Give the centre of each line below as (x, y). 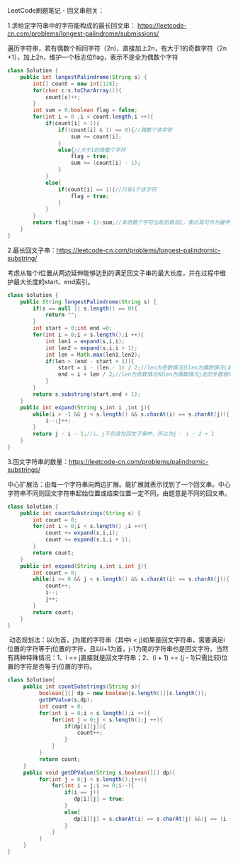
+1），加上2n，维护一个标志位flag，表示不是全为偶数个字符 (93, 57)
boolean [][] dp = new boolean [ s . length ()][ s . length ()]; (123, 694)
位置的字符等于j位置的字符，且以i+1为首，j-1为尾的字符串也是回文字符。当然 (118, 649)
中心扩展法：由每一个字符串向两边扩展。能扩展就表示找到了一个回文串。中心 (119, 484)
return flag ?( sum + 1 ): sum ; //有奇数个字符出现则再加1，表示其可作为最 (129, 222)
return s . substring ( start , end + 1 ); (87, 394)
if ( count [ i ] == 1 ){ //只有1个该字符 (107, 189)
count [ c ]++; (63, 97)
